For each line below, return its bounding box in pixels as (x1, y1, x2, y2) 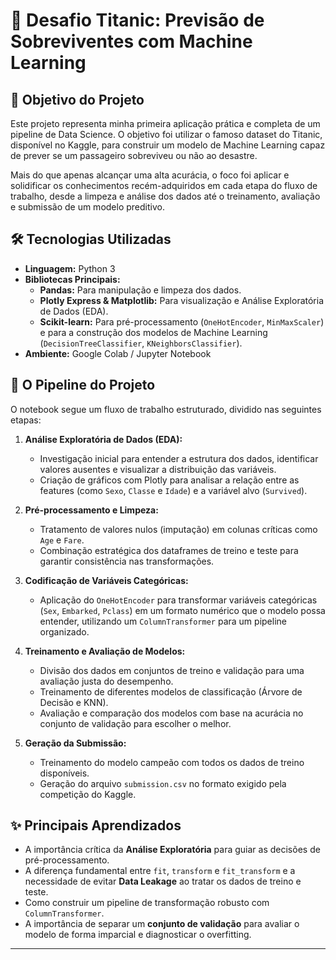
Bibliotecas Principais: (24, 273, 121, 285)
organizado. (39, 625, 90, 638)
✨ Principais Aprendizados (10, 817, 182, 834)
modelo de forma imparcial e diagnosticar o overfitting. (24, 929, 252, 941)
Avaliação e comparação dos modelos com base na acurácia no (39, 707, 304, 719)
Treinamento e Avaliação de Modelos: (24, 645, 186, 657)
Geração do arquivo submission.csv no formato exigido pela (39, 777, 287, 789)
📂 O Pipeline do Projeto (10, 377, 156, 394)
